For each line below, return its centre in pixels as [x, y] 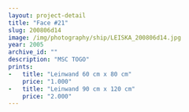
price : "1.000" [47, 81]
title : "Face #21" [38, 23]
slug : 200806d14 [35, 30]
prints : [21, 67]
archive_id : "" [33, 52]
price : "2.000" [47, 96]
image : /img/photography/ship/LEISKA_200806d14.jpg [94, 37]
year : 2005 [26, 45]
